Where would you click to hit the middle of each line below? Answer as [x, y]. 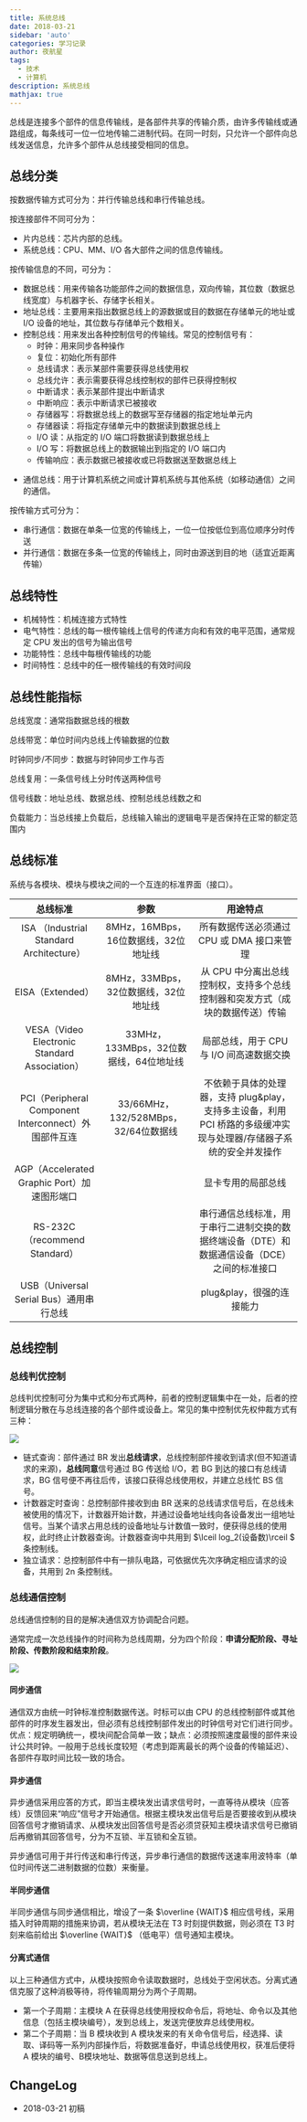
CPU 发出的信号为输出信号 [83, 642]
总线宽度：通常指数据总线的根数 [69, 720]
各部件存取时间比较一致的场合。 [69, 1757]
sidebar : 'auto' [40, 35]
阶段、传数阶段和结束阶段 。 [62, 1650]
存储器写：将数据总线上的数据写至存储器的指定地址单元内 [144, 414]
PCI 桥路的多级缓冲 [240, 1124]
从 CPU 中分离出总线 [245, 971]
